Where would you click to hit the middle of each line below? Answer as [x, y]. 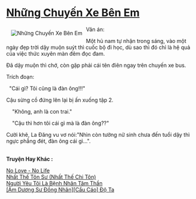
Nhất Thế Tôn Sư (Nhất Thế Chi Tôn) [51, 177]
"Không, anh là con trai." [42, 111]
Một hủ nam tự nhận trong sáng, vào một [136, 41]
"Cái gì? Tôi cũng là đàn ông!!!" [47, 88]
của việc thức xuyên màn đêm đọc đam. [56, 53]
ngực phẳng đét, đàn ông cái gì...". [48, 141]
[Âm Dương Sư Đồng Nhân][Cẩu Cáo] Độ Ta [60, 189]
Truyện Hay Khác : [30, 159]
